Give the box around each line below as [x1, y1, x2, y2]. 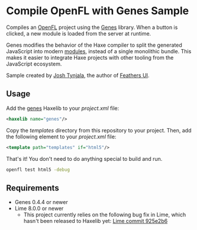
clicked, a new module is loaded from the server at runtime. [6, 30, 151, 37]
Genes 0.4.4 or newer [14, 199, 68, 206]
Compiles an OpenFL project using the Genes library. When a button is [6, 24, 178, 31]
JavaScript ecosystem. [6, 60, 62, 67]
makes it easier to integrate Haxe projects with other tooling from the [6, 54, 174, 61]
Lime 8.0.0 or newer [14, 205, 64, 212]
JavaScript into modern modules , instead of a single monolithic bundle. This [6, 47, 192, 54]
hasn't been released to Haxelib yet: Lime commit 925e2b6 [23, 218, 168, 225]
